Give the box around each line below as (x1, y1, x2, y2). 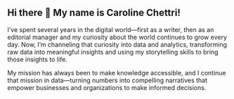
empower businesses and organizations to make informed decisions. (7, 83, 207, 91)
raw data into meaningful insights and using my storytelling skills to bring (7, 47, 219, 56)
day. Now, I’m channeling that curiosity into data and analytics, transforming (7, 40, 227, 49)
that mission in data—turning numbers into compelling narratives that (7, 76, 208, 84)
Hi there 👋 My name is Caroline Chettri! (7, 7, 181, 19)
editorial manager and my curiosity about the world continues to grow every (7, 33, 227, 41)
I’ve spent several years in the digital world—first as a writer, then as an (7, 25, 214, 33)
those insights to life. (7, 55, 68, 63)
